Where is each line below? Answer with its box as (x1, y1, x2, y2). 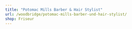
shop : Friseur (5, 16, 35, 21)
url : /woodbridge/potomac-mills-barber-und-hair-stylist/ (5, 12, 127, 17)
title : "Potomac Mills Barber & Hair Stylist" (5, 7, 103, 12)
